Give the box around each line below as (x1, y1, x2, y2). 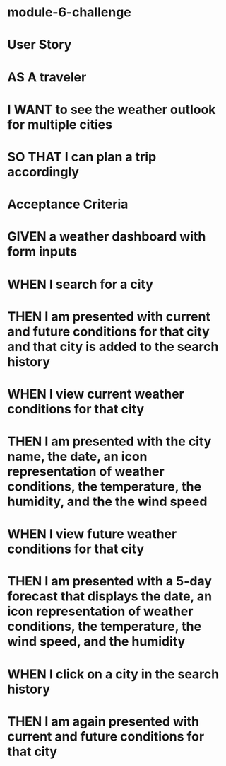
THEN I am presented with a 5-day (7, 573, 212, 590)
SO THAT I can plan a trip (7, 149, 157, 165)
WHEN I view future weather (7, 526, 177, 542)
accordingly (7, 164, 80, 180)
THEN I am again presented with (7, 713, 200, 729)
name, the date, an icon (7, 449, 148, 464)
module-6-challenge (7, 4, 132, 21)
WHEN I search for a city (7, 276, 154, 292)
